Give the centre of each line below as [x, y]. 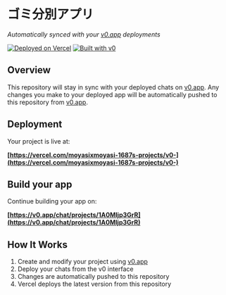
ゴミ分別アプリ [51, 14]
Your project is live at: [39, 141]
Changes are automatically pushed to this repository [93, 277]
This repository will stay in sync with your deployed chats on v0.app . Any [113, 87]
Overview [29, 70]
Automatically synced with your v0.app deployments [84, 34]
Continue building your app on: [52, 201]
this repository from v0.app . [48, 102]
